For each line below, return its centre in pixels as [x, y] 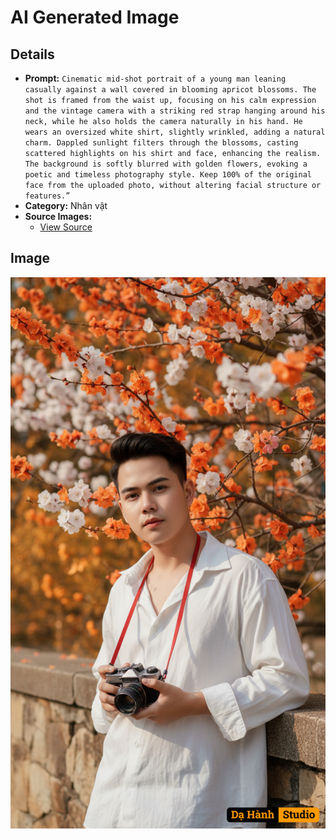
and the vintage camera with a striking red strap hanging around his [175, 111]
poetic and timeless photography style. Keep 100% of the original [168, 175]
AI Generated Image [95, 17]
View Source [66, 227]
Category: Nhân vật [66, 205]
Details [32, 54]
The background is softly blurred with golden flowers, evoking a [166, 164]
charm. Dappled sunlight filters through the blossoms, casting [161, 143]
